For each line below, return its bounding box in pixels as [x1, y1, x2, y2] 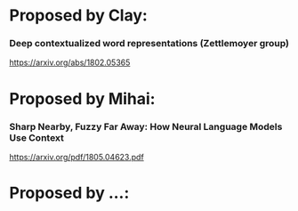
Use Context [9, 131, 65, 143]
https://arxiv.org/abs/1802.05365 [9, 57, 131, 68]
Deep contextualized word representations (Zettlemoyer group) [9, 37, 290, 50]
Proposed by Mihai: [9, 88, 156, 109]
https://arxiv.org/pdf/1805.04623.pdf [9, 151, 144, 162]
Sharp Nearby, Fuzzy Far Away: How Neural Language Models [9, 120, 283, 133]
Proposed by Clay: [9, 5, 149, 26]
